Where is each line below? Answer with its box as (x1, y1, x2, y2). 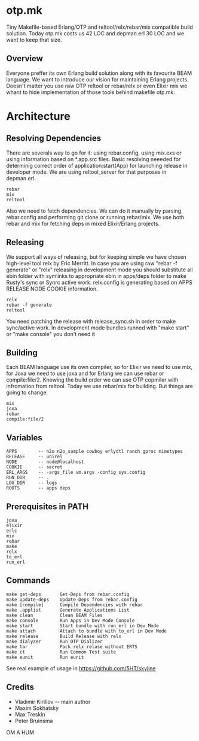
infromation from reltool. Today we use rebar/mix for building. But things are (6, 383, 193, 390)
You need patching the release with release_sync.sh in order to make (6, 317, 176, 325)
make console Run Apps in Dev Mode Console (6, 618, 135, 624)
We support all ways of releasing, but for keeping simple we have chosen (6, 253, 186, 261)
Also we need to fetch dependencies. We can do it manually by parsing (6, 207, 182, 214)
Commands (6, 576, 51, 586)
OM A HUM (6, 728, 35, 736)
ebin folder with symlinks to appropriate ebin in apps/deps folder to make (6, 272, 186, 279)
